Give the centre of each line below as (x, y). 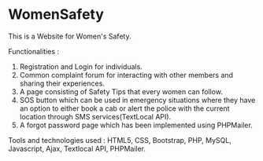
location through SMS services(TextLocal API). (95, 116)
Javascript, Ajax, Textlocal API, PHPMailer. (77, 148)
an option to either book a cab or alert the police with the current (124, 108)
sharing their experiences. (62, 83)
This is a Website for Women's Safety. (70, 36)
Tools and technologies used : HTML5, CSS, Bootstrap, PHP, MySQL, (120, 140)
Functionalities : (34, 51)
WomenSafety (56, 15)
